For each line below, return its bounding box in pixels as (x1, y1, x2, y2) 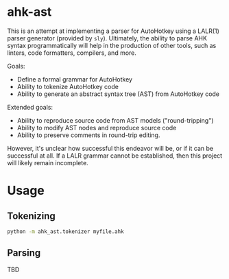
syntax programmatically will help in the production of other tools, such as (7, 41, 217, 49)
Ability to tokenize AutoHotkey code (16, 82, 119, 90)
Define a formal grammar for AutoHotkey (16, 75, 132, 83)
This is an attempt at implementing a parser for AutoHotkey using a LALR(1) (7, 27, 219, 35)
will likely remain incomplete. (7, 158, 89, 167)
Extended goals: (7, 103, 53, 111)
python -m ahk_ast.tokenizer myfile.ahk (7, 228, 125, 235)
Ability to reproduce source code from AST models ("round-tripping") (16, 116, 214, 124)
